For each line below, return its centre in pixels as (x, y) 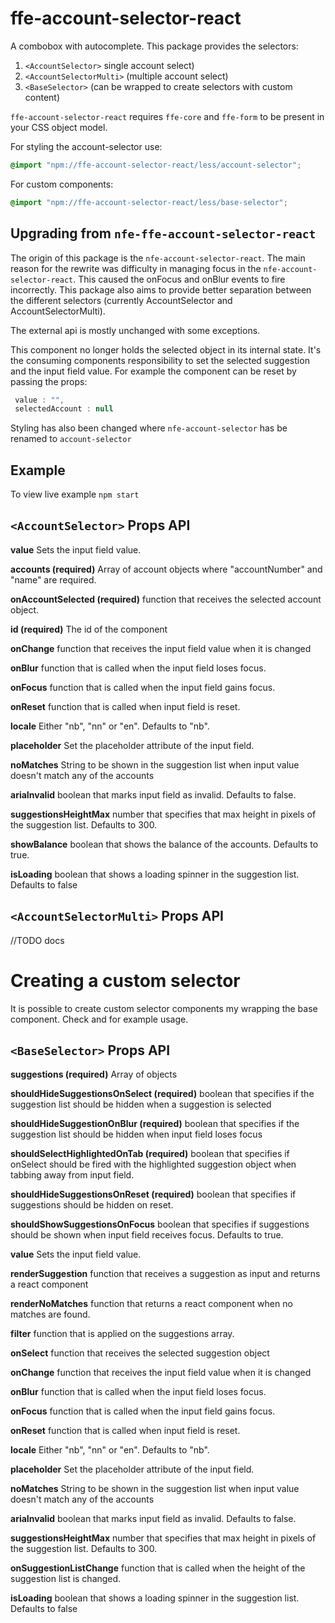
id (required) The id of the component (89, 629)
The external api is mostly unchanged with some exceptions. (135, 330)
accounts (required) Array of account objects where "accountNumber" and (166, 569)
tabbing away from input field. (72, 1175)
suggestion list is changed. (66, 1579)
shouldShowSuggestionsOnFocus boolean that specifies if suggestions (160, 1224)
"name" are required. (53, 579)
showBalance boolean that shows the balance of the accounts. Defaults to (164, 844)
